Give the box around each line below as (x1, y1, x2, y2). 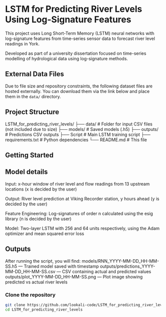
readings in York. (5, 40, 40, 46)
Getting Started (5, 151, 54, 159)
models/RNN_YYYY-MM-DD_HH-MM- (81, 258, 160, 264)
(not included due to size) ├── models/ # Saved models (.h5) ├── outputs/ (5, 126, 159, 132)
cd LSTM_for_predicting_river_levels (5, 307, 83, 312)
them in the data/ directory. (5, 93, 61, 99)
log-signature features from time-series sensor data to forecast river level (5, 36, 156, 41)
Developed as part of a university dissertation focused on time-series (5, 50, 147, 56)
